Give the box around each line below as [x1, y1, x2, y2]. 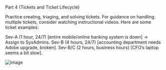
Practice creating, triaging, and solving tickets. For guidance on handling [5, 14, 155, 19]
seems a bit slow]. [5, 50, 43, 56]
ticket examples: [5, 24, 39, 30]
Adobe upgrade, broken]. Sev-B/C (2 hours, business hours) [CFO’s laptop [5, 45, 159, 50]
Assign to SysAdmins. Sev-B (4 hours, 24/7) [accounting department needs [5, 39, 161, 45]
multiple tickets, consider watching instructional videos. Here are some [5, 19, 151, 25]
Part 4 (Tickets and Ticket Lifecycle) [5, 4, 80, 10]
